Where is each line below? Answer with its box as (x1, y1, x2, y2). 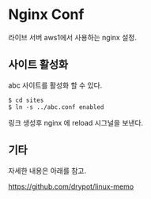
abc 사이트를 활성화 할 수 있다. (8, 81, 103, 90)
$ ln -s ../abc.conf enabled (8, 103, 104, 111)
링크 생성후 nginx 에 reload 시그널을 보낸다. (8, 118, 144, 127)
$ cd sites (8, 96, 44, 104)
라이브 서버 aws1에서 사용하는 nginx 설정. (8, 32, 137, 42)
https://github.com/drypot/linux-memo (8, 182, 134, 191)
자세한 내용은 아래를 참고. (8, 166, 87, 175)
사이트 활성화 (8, 58, 69, 72)
